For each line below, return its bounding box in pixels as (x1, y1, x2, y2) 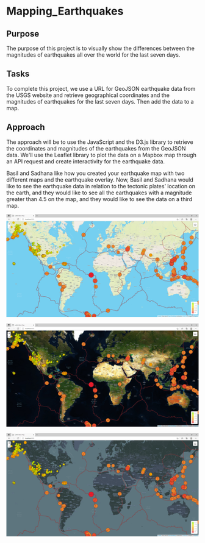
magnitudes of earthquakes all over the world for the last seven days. (6, 51, 181, 59)
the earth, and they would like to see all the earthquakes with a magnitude (6, 189, 192, 196)
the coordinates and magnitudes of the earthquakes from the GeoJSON (6, 144, 186, 152)
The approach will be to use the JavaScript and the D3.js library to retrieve (6, 138, 193, 146)
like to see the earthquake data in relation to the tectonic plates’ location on (6, 182, 196, 190)
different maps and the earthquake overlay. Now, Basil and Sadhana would (6, 176, 193, 183)
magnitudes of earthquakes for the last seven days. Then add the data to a (6, 98, 194, 105)
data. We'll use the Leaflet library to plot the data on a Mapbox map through (6, 151, 196, 158)
